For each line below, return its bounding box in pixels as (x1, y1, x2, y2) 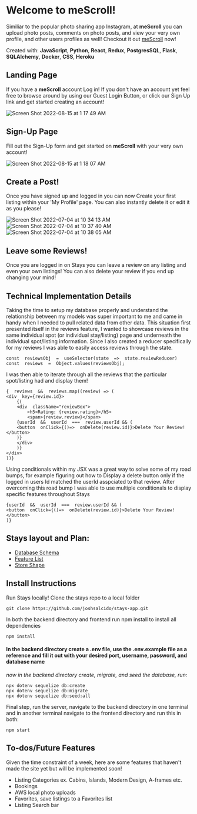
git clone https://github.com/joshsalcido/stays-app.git (6, 605, 149, 611)
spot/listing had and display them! (6, 377, 88, 384)
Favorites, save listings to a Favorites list (14, 795, 113, 802)
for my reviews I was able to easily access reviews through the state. (6, 344, 173, 351)
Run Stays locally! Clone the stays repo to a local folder (6, 594, 140, 601)
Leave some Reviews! (6, 246, 88, 256)
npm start (6, 727, 31, 733)
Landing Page (6, 70, 58, 80)
